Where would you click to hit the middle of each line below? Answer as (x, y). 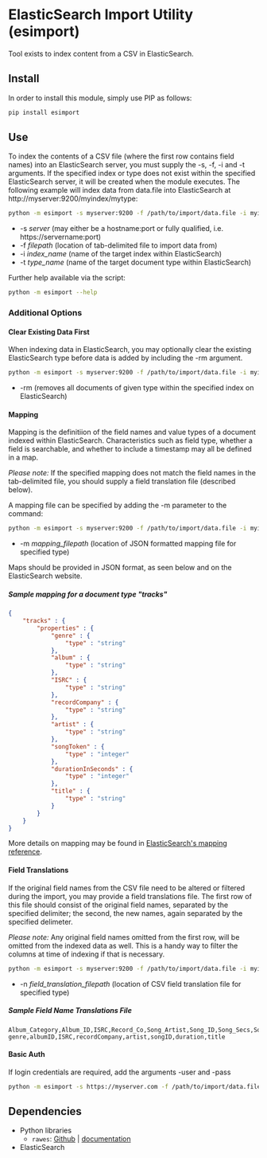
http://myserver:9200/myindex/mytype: (73, 199)
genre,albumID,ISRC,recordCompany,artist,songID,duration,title (117, 1037)
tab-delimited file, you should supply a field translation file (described (122, 481)
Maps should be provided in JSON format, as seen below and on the (120, 568)
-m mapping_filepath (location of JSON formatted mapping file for (128, 544)
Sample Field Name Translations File (70, 1011)
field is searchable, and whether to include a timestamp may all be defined (130, 449)
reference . (25, 852)
